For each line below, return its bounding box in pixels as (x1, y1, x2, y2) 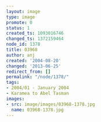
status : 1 (6, 25, 30, 31)
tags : (6, 80, 19, 86)
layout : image (6, 8, 41, 15)
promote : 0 (6, 19, 33, 25)
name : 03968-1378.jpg (11, 107, 64, 113)
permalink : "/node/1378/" (6, 74, 69, 80)
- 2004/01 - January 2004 (6, 85, 69, 91)
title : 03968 (6, 47, 38, 53)
